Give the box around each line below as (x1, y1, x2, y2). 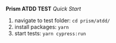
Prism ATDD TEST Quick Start (5, 5, 81, 12)
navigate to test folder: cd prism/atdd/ (14, 17, 111, 24)
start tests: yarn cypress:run (14, 30, 86, 37)
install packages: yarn (14, 24, 69, 30)
